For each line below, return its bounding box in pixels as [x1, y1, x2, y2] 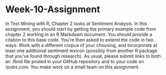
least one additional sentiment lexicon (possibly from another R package [5, 47, 157, 54]
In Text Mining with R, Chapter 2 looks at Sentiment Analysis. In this [5, 20, 147, 27]
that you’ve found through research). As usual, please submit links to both [5, 53, 161, 59]
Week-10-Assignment [5, 4, 101, 15]
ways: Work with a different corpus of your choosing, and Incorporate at [5, 42, 157, 48]
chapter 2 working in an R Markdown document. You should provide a [5, 31, 152, 37]
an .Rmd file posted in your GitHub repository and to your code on [5, 58, 144, 64]
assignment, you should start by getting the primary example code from [5, 26, 157, 32]
